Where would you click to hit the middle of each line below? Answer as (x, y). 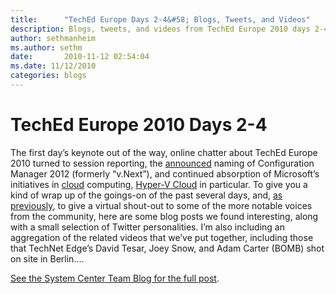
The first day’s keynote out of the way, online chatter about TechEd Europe (164, 152)
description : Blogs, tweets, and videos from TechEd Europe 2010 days (160, 29)
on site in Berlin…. (47, 258)
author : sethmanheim (53, 38)
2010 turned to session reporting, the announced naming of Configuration (162, 163)
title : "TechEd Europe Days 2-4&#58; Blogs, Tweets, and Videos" (160, 19)
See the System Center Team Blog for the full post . (115, 278)
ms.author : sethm (46, 47)
